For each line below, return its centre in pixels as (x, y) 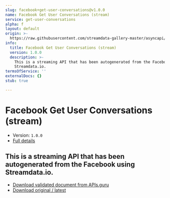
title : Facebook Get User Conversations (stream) (63, 48)
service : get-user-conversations (40, 19)
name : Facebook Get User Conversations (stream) (57, 15)
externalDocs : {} (24, 76)
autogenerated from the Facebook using (70, 165)
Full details (24, 141)
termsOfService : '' (26, 72)
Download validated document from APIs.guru (61, 185)
